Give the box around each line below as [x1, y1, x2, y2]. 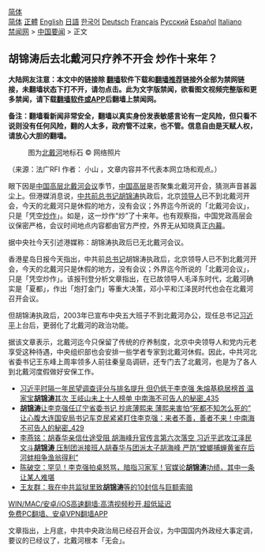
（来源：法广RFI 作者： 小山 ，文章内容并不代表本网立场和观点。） [8, 164, 222, 174]
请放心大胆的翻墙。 [8, 130, 71, 140]
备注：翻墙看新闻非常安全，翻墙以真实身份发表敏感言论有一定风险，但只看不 [8, 111, 257, 120]
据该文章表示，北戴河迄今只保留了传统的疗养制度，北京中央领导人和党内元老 [8, 337, 257, 347]
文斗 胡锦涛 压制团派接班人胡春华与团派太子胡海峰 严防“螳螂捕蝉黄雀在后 [19, 442, 255, 452]
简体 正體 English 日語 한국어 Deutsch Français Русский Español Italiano [8, 17, 242, 26]
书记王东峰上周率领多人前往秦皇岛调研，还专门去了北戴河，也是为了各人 [21, 357, 257, 366]
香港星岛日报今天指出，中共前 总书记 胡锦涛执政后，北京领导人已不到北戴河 [8, 254, 250, 264]
